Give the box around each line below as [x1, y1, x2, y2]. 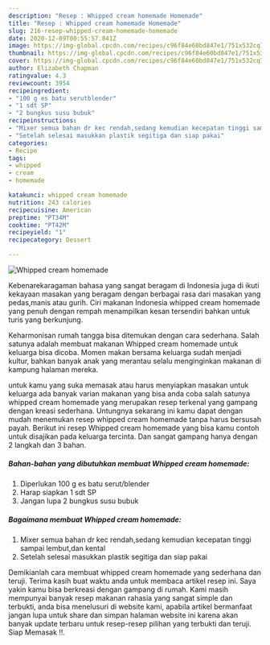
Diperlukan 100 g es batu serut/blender [19, 478, 150, 488]
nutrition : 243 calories [8, 198, 92, 206]
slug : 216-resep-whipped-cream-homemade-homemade [8, 27, 178, 35]
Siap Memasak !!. [8, 627, 66, 637]
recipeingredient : [8, 86, 70, 95]
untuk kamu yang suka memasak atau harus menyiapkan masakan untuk [8, 380, 249, 390]
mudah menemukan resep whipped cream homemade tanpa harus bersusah [8, 415, 262, 424]
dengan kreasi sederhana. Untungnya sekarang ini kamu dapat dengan [8, 406, 243, 416]
